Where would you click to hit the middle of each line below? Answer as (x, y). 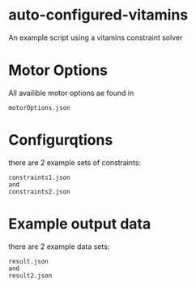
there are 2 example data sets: (59, 247)
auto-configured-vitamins (98, 15)
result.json (28, 261)
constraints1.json (39, 177)
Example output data (80, 224)
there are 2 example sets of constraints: (75, 162)
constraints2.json (39, 192)
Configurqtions (61, 140)
